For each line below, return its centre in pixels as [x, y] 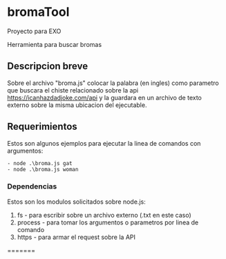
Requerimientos [42, 127]
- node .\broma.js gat [40, 163]
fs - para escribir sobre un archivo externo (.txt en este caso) [104, 215]
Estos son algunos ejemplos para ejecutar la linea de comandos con [104, 143]
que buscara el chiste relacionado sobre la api [73, 90]
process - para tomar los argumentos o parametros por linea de [108, 222]
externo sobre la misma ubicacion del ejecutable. [77, 105]
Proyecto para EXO [34, 31]
